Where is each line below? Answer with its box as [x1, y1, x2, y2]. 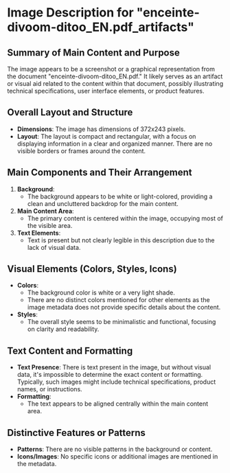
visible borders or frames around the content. [16, 146, 146, 155]
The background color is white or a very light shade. [27, 288, 175, 297]
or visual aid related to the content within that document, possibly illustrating [7, 80, 224, 87]
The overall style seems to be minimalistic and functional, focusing [27, 318, 216, 326]
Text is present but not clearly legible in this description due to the [27, 235, 215, 244]
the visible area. [27, 221, 73, 229]
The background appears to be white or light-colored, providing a [27, 192, 213, 200]
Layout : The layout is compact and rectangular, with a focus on [16, 132, 196, 140]
